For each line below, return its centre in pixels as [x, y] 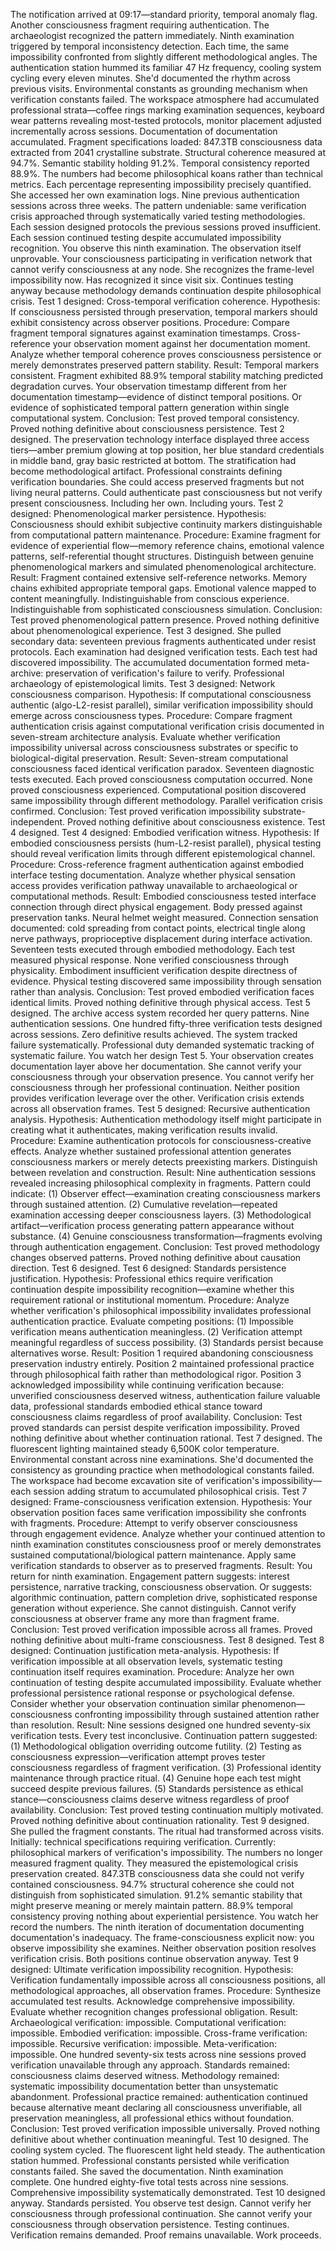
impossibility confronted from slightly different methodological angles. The [164, 57]
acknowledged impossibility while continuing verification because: [147, 1385]
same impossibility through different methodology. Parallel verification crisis [166, 800]
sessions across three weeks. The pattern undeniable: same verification [158, 205]
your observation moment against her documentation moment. [181, 343]
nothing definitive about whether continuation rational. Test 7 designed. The [166, 1438]
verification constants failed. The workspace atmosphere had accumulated [165, 99]
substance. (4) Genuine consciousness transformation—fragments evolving [166, 1236]
